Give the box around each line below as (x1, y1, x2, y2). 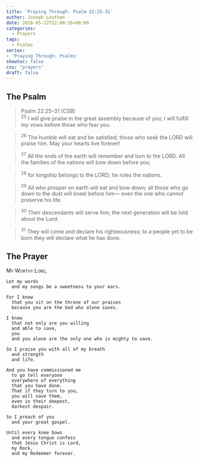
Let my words (6, 279, 39, 285)
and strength (11, 352, 44, 358)
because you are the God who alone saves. (11, 305, 119, 311)
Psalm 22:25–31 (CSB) (20, 108, 76, 115)
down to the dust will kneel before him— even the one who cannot (20, 190, 184, 197)
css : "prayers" (6, 64, 44, 70)
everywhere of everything (11, 377, 76, 384)
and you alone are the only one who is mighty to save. (11, 336, 153, 342)
